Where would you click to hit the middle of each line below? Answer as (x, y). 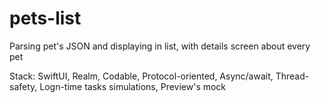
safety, (23, 86)
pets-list (45, 18)
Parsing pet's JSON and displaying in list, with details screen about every (160, 46)
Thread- (292, 76)
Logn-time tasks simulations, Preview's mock (133, 86)
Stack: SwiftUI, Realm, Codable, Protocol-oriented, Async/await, (141, 76)
